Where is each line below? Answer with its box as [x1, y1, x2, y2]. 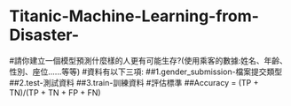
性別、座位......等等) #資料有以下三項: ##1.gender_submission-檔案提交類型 [9, 66, 283, 77]
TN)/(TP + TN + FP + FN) [9, 87, 101, 98]
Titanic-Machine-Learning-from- [9, 6, 260, 26]
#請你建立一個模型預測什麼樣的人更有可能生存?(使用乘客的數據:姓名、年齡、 [9, 55, 288, 65]
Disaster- [9, 25, 80, 45]
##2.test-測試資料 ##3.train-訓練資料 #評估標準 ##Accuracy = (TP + [9, 77, 259, 87]
